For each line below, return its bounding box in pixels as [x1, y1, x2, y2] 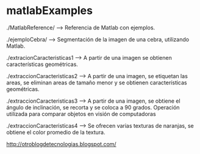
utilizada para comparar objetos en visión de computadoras [6, 110, 157, 117]
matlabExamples [6, 4, 93, 18]
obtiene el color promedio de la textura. [6, 128, 105, 136]
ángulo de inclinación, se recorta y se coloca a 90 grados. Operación [6, 103, 180, 111]
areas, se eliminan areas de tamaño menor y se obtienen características [6, 79, 187, 86]
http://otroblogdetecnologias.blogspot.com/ [6, 140, 117, 147]
